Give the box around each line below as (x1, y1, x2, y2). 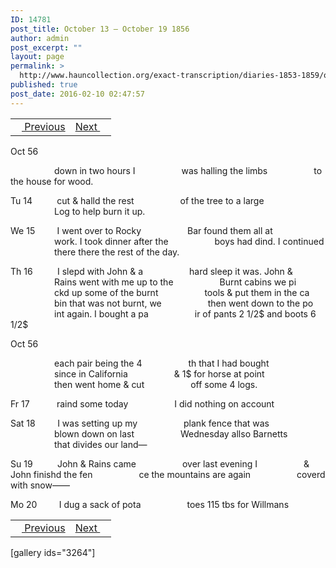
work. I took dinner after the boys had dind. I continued (54, 235, 325, 247)
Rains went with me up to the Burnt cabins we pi (54, 276, 297, 288)
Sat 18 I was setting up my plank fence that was (10, 417, 270, 429)
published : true (10, 80, 78, 90)
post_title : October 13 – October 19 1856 (10, 24, 190, 34)
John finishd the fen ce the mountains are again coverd (10, 468, 326, 480)
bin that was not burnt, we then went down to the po (54, 297, 314, 309)
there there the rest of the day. (54, 246, 180, 258)
